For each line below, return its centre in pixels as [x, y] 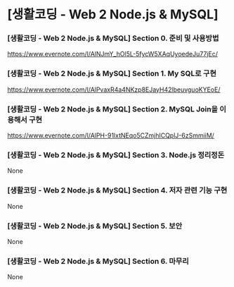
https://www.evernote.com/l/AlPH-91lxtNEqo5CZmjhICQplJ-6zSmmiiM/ [111, 135]
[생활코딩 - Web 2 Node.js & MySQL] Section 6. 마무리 [98, 261]
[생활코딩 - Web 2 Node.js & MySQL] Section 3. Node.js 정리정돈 [116, 155]
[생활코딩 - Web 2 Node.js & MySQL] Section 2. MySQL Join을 [113, 109]
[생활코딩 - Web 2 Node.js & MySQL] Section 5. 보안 [95, 226]
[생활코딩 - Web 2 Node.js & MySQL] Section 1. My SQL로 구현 [112, 73]
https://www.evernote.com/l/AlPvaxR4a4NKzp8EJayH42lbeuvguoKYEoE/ [114, 90]
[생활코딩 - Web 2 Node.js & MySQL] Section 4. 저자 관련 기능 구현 [117, 190]
